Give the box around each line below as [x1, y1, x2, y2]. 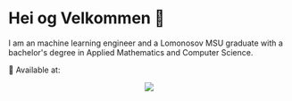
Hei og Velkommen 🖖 [8, 8, 165, 29]
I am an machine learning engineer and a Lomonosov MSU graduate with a [8, 38, 283, 48]
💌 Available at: [8, 64, 61, 75]
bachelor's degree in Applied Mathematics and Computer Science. [8, 46, 254, 57]
